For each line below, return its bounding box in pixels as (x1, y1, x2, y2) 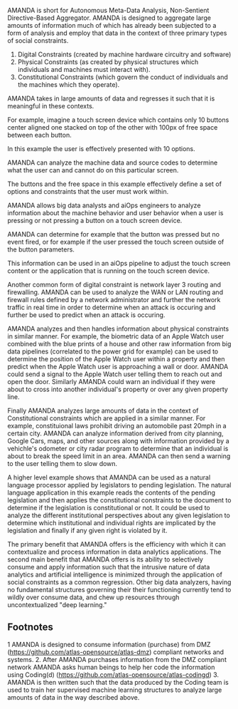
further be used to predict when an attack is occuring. (7, 311, 166, 319)
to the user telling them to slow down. (7, 460, 118, 467)
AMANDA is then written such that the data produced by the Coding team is (7, 678, 229, 686)
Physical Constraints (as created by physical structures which (17, 58, 199, 66)
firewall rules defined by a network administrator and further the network (7, 296, 221, 304)
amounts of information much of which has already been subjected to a (7, 21, 217, 29)
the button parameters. (7, 245, 75, 254)
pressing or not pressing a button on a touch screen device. (7, 217, 183, 224)
